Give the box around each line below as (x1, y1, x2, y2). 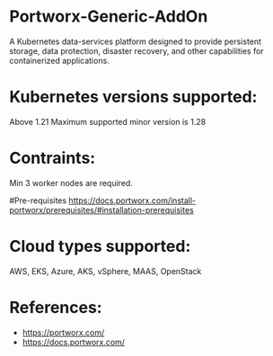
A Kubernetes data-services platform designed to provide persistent (9, 36, 262, 47)
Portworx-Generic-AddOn (9, 6, 208, 27)
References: (9, 297, 102, 317)
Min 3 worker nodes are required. (9, 177, 133, 188)
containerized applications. (9, 55, 110, 66)
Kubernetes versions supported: (9, 87, 258, 107)
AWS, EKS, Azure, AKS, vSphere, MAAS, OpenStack (9, 265, 202, 276)
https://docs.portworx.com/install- (68, 195, 197, 206)
